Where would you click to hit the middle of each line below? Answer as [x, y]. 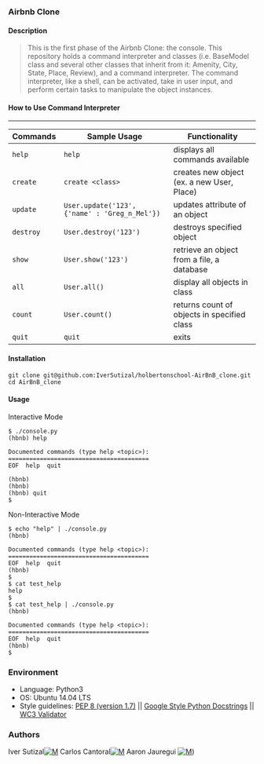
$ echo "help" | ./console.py [58, 528]
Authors [24, 734]
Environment [33, 672]
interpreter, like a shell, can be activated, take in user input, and [130, 82]
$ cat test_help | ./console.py [61, 604]
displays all [194, 150]
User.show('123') [96, 260]
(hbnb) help [27, 438]
